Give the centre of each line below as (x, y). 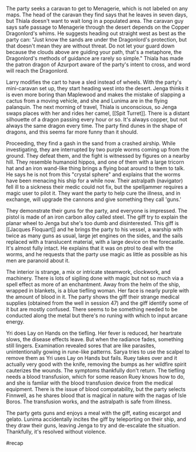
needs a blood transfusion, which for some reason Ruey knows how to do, (96, 377)
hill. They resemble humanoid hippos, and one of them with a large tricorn (95, 162)
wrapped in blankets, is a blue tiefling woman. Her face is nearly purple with (97, 290)
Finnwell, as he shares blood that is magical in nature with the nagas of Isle (97, 395)
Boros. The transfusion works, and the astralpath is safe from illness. (89, 402)
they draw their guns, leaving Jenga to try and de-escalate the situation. (93, 425)
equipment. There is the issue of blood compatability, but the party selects (96, 389)
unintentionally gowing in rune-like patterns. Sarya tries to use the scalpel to (98, 352)
